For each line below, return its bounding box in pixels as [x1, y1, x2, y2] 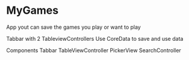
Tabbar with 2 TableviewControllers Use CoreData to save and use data [6, 35, 184, 42]
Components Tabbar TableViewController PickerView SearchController [6, 46, 182, 54]
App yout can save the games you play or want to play [6, 23, 141, 31]
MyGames [6, 4, 59, 17]
